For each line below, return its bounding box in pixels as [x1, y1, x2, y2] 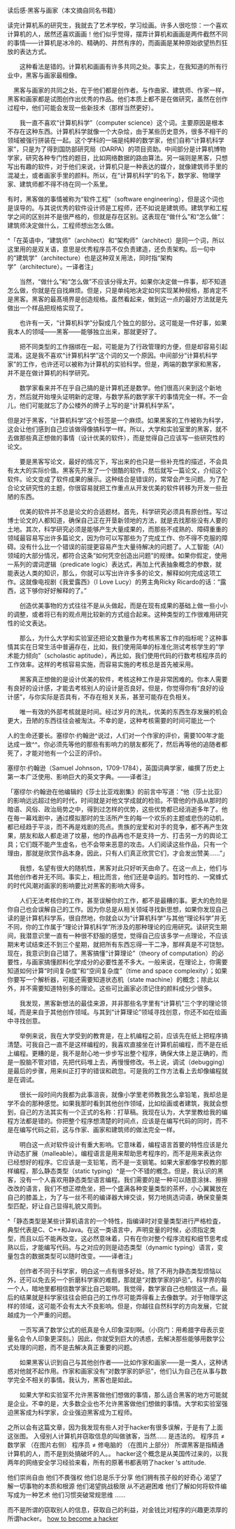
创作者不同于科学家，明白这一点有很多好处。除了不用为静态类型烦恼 [19, 1267, 215, 1275]
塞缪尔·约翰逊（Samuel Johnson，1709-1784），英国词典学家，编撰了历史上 [7, 764, 225, 772]
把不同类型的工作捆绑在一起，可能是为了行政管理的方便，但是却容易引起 [19, 343, 228, 350]
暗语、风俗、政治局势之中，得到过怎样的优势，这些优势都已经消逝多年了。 [7, 805, 222, 813]
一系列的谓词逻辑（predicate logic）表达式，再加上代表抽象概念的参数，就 [7, 560, 222, 568]
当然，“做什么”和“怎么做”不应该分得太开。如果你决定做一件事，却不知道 [19, 277, 227, 286]
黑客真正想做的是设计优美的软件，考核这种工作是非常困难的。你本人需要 [19, 675, 228, 683]
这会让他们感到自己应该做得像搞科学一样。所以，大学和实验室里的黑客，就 [7, 425, 222, 433]
